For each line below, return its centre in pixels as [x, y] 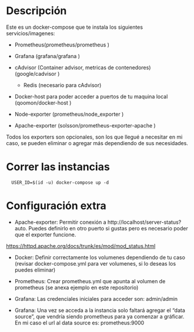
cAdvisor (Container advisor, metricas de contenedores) [83, 67]
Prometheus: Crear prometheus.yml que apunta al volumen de [90, 281]
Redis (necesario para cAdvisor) [62, 85]
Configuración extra [56, 206]
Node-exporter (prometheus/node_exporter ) [69, 114]
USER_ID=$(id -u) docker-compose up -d [60, 182]
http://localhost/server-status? [144, 222]
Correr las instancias [58, 167]
